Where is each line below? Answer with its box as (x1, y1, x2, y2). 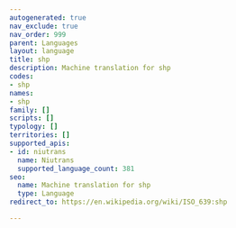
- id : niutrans (9, 147, 67, 156)
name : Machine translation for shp (17, 181, 151, 190)
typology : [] (9, 123, 59, 132)
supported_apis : (9, 139, 70, 148)
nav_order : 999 (9, 30, 67, 39)
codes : (9, 72, 34, 81)
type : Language (17, 189, 75, 198)
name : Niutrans (17, 155, 75, 165)
